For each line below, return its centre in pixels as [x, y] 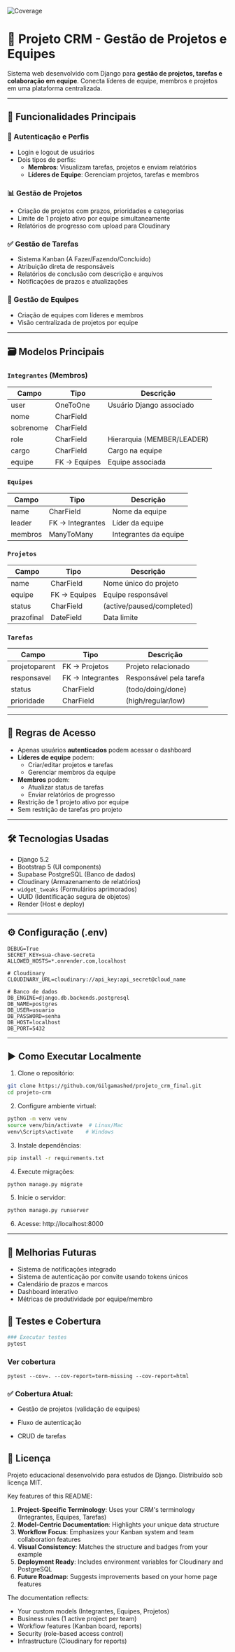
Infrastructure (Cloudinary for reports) [72, 1641]
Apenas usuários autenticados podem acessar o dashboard [104, 750]
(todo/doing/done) [156, 689]
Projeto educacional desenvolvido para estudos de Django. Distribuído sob [115, 1475]
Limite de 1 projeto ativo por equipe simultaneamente [94, 218]
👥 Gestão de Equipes [43, 300]
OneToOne [72, 405]
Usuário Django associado [151, 405]
